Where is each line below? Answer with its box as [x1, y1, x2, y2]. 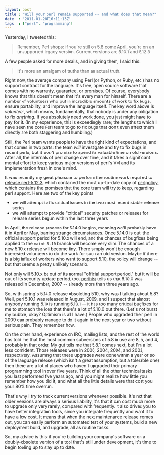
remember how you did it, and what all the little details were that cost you [5, 379, 153, 384]
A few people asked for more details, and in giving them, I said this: [5, 58, 141, 64]
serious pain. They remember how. [5, 322, 75, 328]
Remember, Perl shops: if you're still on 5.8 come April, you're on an [17, 44, 154, 50]
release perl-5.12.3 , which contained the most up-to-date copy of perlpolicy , [5, 180, 159, 186]
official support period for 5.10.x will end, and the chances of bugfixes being [5, 235, 159, 241]
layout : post [5, 7, 32, 12]
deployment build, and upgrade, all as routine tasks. [5, 425, 110, 430]
